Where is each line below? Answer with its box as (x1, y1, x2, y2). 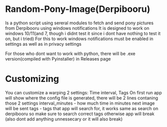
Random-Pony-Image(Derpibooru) (5, 3, 151, 15)
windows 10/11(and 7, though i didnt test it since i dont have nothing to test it (5, 30, 161, 36)
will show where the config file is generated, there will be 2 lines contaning (5, 95, 158, 101)
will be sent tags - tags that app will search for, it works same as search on (5, 105, 159, 111)
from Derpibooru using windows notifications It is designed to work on (5, 25, 150, 31)
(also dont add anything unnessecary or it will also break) (5, 116, 123, 122)
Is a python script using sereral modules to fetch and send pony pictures (5, 20, 154, 26)
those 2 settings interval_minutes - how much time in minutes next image (5, 100, 155, 106)
